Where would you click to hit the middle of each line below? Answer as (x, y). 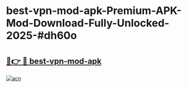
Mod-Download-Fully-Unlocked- (88, 23)
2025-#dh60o (42, 36)
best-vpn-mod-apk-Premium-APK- (94, 11)
